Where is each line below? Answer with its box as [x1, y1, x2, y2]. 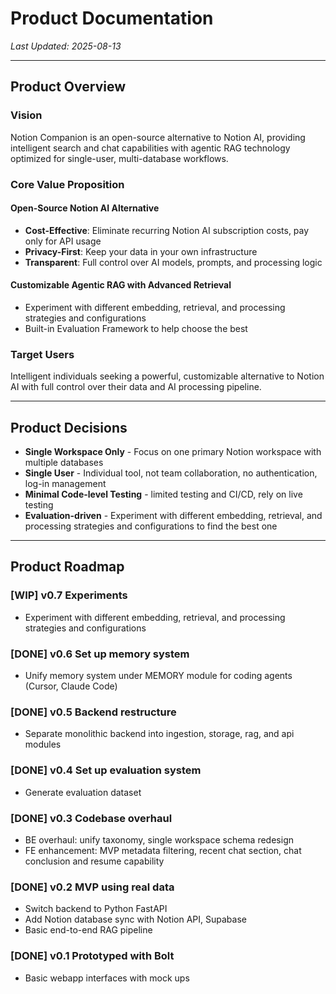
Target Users [10, 347, 75, 361]
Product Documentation [10, 7, 214, 30]
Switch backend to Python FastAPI [24, 903, 168, 915]
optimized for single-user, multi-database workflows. [10, 152, 229, 164]
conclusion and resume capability [24, 855, 165, 867]
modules [24, 738, 62, 751]
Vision [10, 108, 43, 122]
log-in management [24, 478, 107, 490]
